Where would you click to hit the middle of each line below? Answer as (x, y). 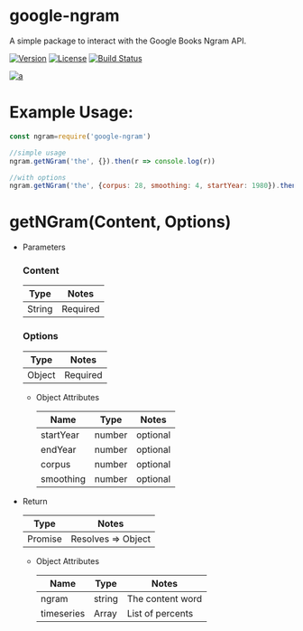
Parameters (44, 247)
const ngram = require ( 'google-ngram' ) (80, 137)
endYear (58, 449)
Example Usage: (71, 113)
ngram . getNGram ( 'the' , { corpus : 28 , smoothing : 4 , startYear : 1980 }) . (145, 186)
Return (35, 501)
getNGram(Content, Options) (120, 222)
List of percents (160, 613)
